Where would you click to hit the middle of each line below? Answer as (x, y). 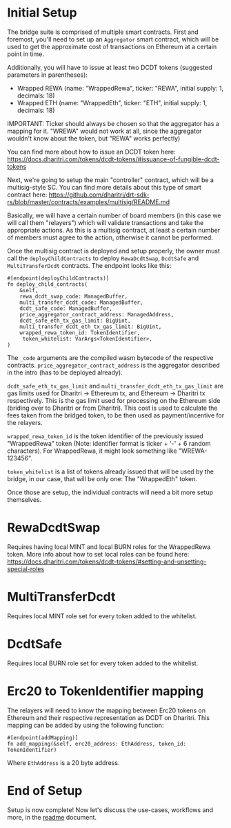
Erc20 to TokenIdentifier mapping (106, 691)
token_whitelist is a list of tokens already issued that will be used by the (110, 471)
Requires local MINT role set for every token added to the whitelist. (102, 616)
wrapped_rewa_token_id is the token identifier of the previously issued (105, 436)
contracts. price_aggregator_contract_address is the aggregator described (114, 365)
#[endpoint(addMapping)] (43, 738)
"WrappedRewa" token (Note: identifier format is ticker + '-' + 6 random (109, 443)
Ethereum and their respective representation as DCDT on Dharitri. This (109, 717)
